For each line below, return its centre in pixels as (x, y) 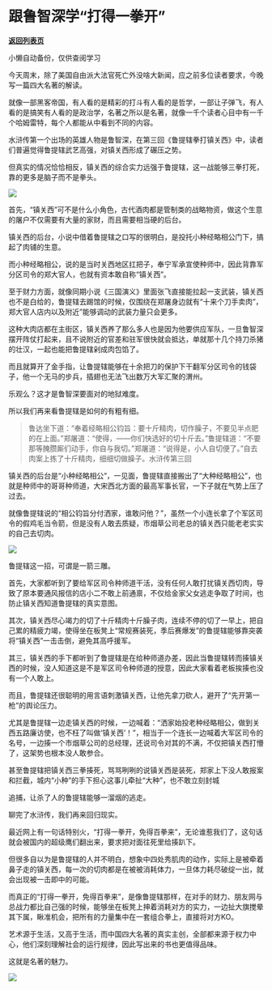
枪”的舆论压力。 (35, 705)
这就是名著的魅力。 (40, 961)
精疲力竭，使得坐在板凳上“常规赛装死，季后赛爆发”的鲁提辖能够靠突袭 (146, 630)
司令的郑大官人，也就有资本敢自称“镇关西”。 (97, 274)
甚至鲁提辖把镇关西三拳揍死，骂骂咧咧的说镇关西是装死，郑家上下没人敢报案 (136, 770)
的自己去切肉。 (33, 533)
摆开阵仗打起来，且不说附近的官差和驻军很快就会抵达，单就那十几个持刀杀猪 (136, 339)
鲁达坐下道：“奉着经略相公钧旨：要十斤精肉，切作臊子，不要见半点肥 (143, 428)
